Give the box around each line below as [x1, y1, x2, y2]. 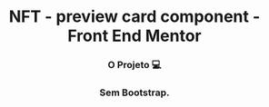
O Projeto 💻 [107, 59, 162, 72]
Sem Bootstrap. [99, 86, 170, 99]
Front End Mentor [67, 25, 202, 46]
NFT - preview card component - [8, 6, 261, 27]
